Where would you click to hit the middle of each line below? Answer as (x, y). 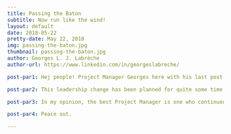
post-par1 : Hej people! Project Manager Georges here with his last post (115, 77)
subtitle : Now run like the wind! (57, 20)
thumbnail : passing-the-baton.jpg (57, 52)
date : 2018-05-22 (32, 33)
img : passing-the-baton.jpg (47, 45)
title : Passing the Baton (44, 13)
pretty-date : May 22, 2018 (46, 39)
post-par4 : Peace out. (40, 114)
